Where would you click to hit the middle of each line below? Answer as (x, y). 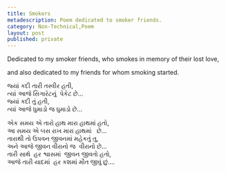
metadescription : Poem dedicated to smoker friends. (85, 20)
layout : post (26, 33)
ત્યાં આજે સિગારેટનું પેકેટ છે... (45, 93)
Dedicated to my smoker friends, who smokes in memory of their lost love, (113, 59)
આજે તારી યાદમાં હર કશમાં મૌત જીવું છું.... (61, 162)
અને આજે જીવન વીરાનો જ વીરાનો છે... (57, 147)
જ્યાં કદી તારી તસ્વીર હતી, (40, 86)
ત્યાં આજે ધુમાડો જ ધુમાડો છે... (45, 109)
